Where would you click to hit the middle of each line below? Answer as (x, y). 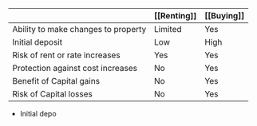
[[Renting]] (176, 16)
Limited (168, 29)
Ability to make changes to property (79, 29)
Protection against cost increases (75, 68)
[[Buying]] (225, 16)
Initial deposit (37, 42)
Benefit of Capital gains (56, 81)
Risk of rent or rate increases (67, 55)
